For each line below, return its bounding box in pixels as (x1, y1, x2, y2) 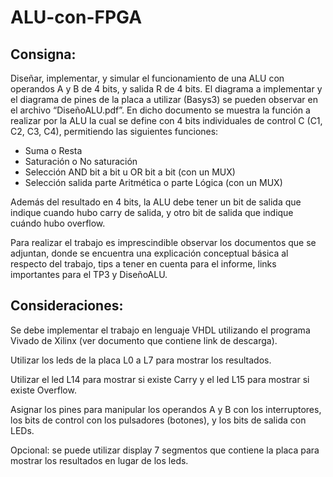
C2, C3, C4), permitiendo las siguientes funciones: (10, 126, 219, 137)
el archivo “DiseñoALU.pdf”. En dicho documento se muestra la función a (10, 104, 311, 116)
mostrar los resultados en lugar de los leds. (10, 454, 189, 466)
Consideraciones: (10, 297, 124, 315)
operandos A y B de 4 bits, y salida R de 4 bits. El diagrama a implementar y (10, 83, 323, 95)
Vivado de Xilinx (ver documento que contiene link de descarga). (10, 334, 278, 346)
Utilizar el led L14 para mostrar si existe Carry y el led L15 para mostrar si (10, 373, 310, 385)
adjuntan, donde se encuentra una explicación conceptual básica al (10, 247, 289, 259)
